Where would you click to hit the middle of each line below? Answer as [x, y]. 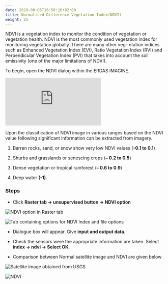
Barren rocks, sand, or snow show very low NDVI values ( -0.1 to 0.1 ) [84, 148]
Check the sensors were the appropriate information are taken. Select [86, 241]
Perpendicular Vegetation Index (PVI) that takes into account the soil [77, 55]
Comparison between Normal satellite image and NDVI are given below [87, 257]
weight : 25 [17, 19]
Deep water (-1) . [30, 178]
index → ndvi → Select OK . [41, 247]
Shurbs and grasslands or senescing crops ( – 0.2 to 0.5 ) [72, 158]
